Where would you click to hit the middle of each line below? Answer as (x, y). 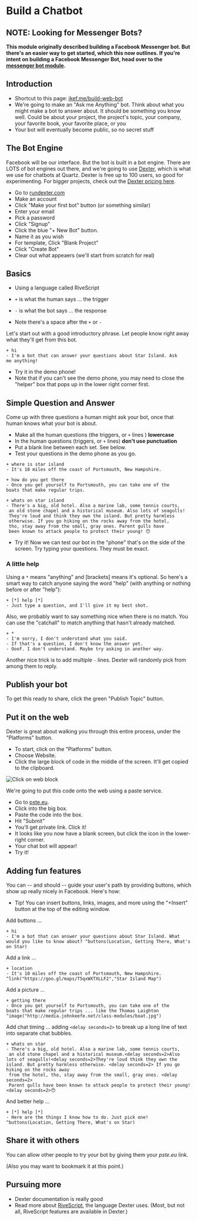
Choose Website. (35, 755)
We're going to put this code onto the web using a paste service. (84, 791)
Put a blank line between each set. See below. (70, 447)
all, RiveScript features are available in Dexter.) (71, 1211)
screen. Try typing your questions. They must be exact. (81, 549)
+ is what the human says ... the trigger (61, 300)
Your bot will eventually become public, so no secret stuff (84, 129)
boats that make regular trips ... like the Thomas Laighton (83, 1011)
